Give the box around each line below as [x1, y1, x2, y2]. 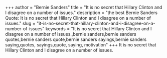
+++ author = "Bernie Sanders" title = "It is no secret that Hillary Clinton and [5, 5, 162, 10]
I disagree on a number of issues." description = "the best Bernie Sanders [5, 10, 158, 16]
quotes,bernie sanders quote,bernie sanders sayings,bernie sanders [5, 36, 147, 42]
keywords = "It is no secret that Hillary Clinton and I [45, 26, 152, 32]
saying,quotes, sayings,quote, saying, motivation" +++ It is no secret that [5, 42, 156, 47]
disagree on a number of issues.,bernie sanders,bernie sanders [5, 31, 136, 37]
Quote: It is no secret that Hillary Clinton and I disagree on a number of [5, 15, 151, 21]
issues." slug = [5, 20, 36, 26]
